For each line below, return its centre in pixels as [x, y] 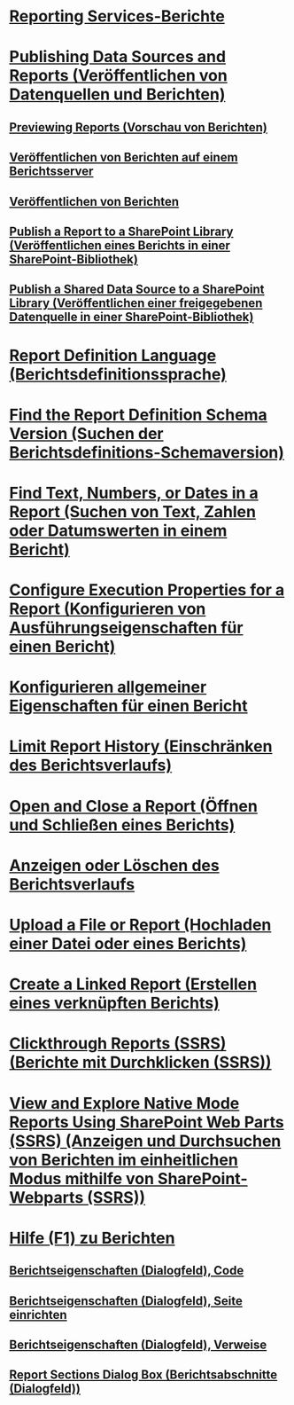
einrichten [39, 1315]
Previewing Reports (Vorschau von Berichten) [138, 127]
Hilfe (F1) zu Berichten [92, 1238]
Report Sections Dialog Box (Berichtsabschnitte [143, 1375]
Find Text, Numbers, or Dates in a [134, 493]
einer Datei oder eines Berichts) [128, 944]
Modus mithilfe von [82, 1178]
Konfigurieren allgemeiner [108, 687]
